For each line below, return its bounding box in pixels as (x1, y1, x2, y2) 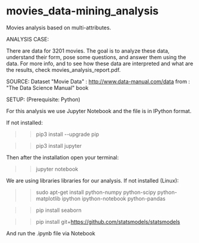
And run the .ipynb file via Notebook (6, 229, 96, 237)
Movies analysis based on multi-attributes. (6, 24, 111, 31)
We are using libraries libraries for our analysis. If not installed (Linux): (6, 177, 179, 184)
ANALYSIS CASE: (6, 35, 49, 42)
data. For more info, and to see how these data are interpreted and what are (6, 60, 194, 67)
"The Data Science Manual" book (6, 84, 89, 91)
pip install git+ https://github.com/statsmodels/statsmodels (35, 218, 180, 225)
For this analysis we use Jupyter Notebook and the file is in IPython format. (6, 107, 192, 114)
